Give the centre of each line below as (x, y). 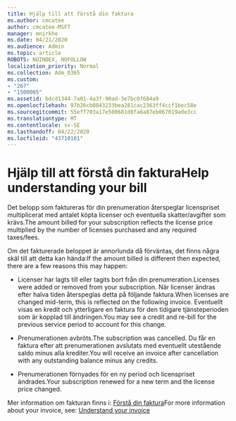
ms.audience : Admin (36, 46)
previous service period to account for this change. (92, 325)
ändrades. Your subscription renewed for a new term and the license (116, 382)
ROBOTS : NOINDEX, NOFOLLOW (47, 60)
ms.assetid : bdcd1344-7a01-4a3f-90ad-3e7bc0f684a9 (83, 99)
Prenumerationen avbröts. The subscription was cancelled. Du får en (117, 338)
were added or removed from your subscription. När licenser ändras (117, 287)
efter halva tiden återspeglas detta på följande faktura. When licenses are (123, 295)
